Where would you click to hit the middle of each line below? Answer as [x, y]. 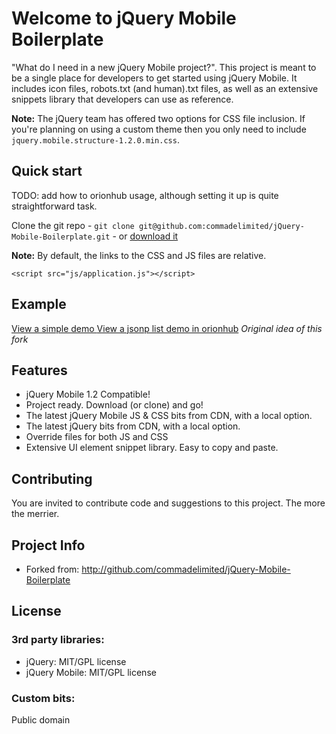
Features [39, 370]
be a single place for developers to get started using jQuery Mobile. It [154, 78]
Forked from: [52, 569]
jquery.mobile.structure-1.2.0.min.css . [95, 139]
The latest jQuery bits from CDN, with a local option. [133, 426]
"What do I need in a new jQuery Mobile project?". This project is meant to [164, 67]
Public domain [41, 719]
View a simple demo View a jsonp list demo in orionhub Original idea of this [167, 328]
